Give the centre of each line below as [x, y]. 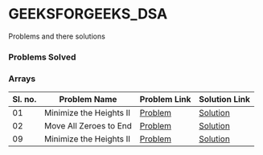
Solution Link [225, 100]
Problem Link [165, 100]
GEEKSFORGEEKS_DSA [88, 14]
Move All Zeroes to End [88, 126]
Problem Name [88, 100]
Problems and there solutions [57, 36]
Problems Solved [42, 57]
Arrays [22, 79]
